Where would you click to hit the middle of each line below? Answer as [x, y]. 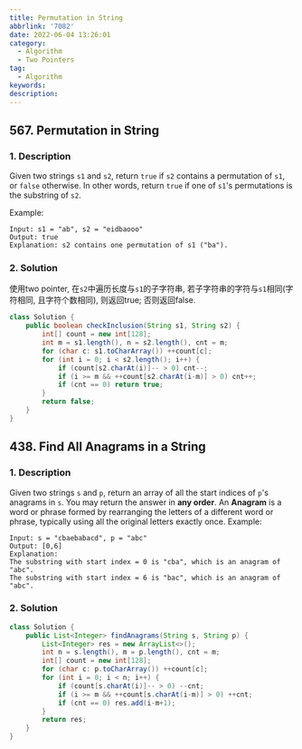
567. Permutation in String [85, 130]
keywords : [28, 85]
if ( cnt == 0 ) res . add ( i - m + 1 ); [117, 703]
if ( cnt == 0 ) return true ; [111, 385]
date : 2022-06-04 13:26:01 [60, 34]
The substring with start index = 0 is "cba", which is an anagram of [145, 562]
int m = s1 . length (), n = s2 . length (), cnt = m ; [135, 343]
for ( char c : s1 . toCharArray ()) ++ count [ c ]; [127, 351]
